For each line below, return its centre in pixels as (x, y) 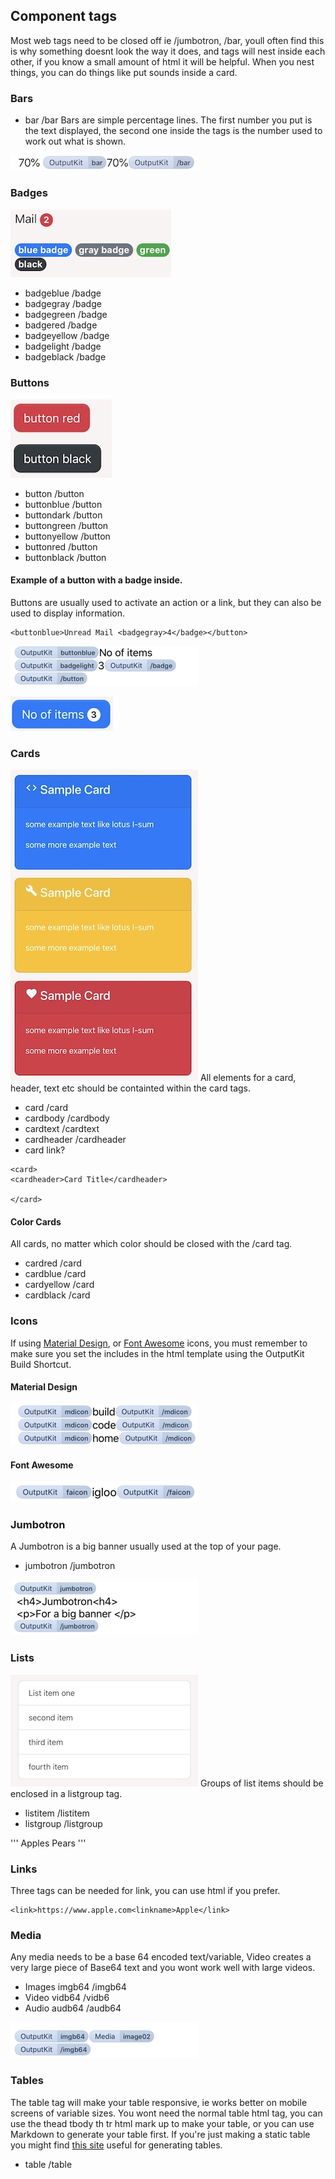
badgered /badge (61, 325)
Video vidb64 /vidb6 (67, 1998)
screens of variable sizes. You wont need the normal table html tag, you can (166, 2113)
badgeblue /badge (63, 293)
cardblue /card (55, 1274)
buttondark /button (63, 515)
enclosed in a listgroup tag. (66, 1793)
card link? (45, 1150)
